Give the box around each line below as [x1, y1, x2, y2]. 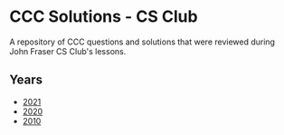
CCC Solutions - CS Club [9, 6, 198, 27]
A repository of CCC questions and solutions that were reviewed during [9, 36, 276, 47]
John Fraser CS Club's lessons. [9, 45, 127, 56]
